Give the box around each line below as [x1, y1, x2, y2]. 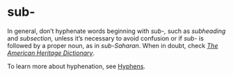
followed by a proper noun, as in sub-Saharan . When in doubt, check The [7, 41, 218, 49]
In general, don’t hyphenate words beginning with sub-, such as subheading [7, 27, 226, 35]
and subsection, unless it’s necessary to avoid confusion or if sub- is [7, 34, 204, 42]
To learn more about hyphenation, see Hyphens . [7, 62, 146, 70]
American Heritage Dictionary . [7, 49, 95, 57]
